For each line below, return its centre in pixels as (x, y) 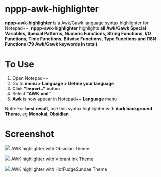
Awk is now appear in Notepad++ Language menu (65, 99)
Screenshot (30, 134)
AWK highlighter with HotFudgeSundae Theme (59, 169)
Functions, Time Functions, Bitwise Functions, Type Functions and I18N (80, 39)
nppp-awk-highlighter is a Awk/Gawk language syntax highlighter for (77, 23)
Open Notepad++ (30, 78)
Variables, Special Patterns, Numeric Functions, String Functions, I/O (78, 33)
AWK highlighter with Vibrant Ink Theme (52, 159)
